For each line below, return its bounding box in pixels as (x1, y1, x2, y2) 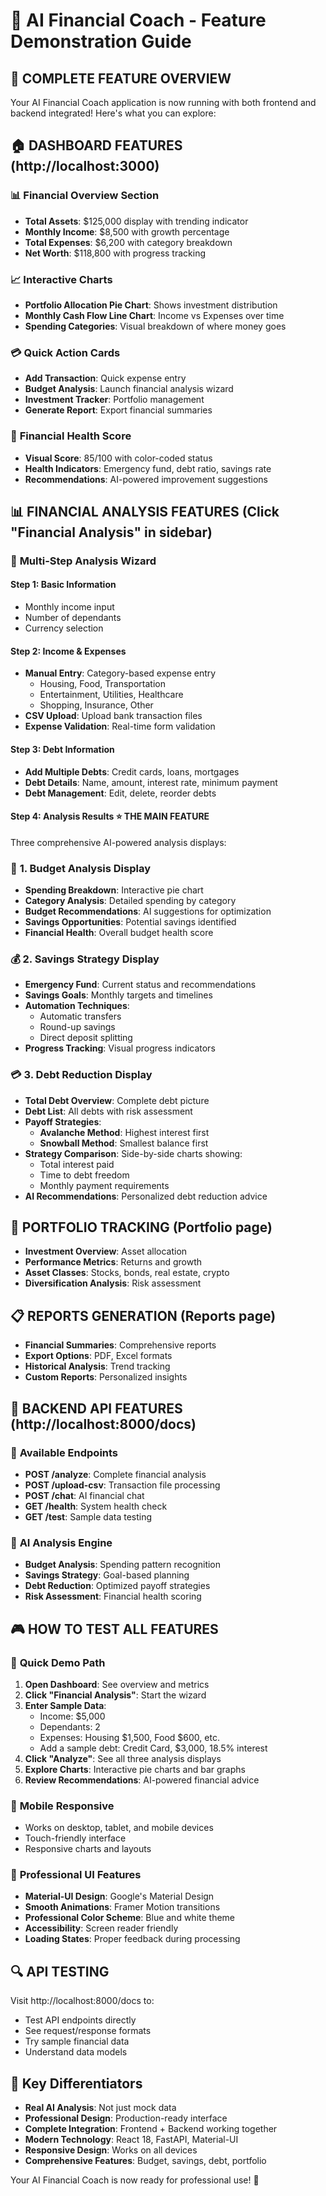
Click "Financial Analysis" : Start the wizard (24, 1689, 207, 1701)
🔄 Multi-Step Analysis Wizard (10, 554, 157, 568)
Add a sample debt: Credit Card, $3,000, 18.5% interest (39, 1742, 268, 1754)
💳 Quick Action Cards (10, 345, 121, 359)
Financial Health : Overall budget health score (24, 927, 214, 938)
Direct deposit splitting (39, 1032, 133, 1044)
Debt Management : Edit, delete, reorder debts (24, 787, 217, 799)
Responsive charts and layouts (24, 1843, 152, 1855)
